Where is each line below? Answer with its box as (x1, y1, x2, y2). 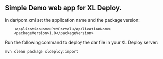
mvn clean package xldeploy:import (5, 49, 79, 54)
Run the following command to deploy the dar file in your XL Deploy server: (5, 39, 158, 45)
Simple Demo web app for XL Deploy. (5, 4, 122, 12)
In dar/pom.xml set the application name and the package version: (5, 17, 140, 23)
